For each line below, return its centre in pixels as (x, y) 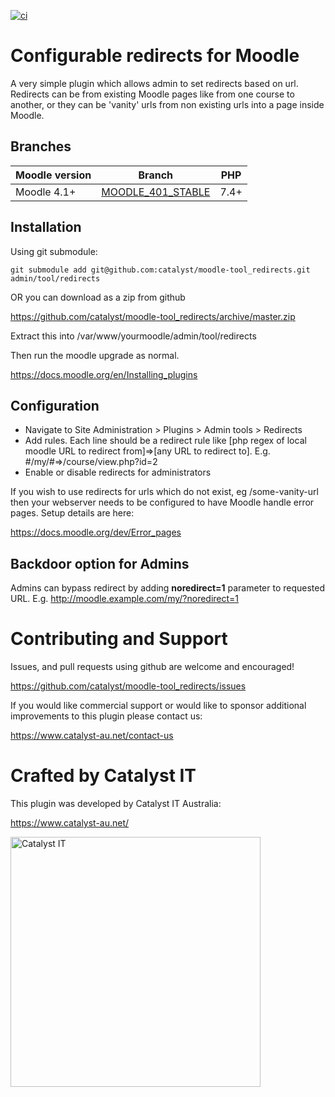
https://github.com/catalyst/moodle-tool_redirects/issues (128, 686)
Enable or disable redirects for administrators (118, 472)
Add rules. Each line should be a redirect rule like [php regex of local (165, 441)
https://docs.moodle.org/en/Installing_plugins (104, 374)
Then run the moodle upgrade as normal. (95, 355)
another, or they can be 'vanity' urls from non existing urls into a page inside (167, 104)
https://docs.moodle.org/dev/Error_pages (96, 532)
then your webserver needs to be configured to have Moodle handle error (162, 502)
